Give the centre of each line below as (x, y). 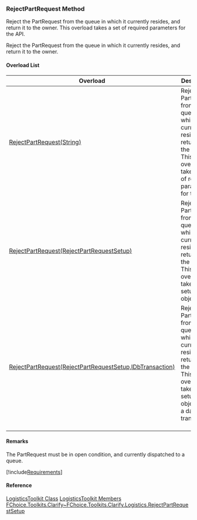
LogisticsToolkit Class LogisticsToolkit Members (64, 498)
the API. (16, 34)
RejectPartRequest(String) (45, 142)
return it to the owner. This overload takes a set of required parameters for (96, 28)
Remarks (17, 441)
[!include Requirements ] (34, 472)
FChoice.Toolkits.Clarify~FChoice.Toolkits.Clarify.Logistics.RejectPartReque (97, 505)
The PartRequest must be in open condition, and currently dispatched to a (96, 454)
